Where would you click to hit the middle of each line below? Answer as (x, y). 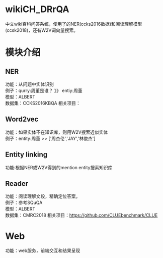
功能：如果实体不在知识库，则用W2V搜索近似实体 (57, 132)
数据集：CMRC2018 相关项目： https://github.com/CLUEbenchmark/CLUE (81, 215)
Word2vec (22, 119)
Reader (17, 184)
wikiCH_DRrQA (37, 9)
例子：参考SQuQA (24, 202)
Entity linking (26, 155)
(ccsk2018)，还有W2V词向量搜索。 (42, 30)
